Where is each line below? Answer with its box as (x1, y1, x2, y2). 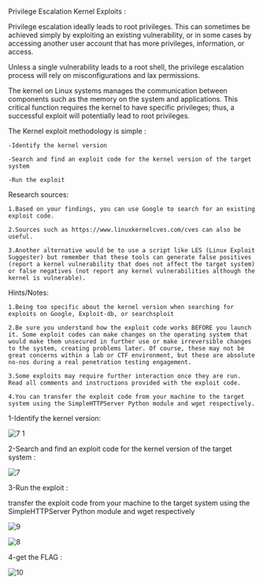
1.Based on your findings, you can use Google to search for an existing (8, 205, 256, 213)
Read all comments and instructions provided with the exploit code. (8, 379, 242, 387)
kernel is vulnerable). (8, 274, 87, 282)
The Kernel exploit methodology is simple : (8, 126, 147, 136)
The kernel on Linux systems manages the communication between (8, 86, 228, 95)
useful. (8, 232, 34, 240)
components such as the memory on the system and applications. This (8, 95, 239, 103)
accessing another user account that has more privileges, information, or (8, 39, 245, 48)
